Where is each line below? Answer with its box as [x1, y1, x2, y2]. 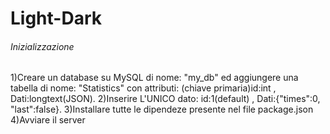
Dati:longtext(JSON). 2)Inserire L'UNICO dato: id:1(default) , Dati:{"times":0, [10, 93, 321, 105]
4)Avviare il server [10, 114, 86, 126]
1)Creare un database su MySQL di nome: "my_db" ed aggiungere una [10, 72, 299, 84]
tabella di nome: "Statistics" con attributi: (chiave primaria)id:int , [10, 82, 277, 94]
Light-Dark [10, 7, 102, 30]
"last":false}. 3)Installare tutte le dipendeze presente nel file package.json [10, 103, 314, 116]
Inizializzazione [10, 40, 75, 52]
